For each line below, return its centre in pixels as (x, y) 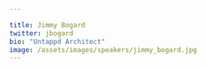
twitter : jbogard (41, 33)
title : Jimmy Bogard (48, 25)
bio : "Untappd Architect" (57, 42)
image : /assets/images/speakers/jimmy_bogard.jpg (103, 49)
